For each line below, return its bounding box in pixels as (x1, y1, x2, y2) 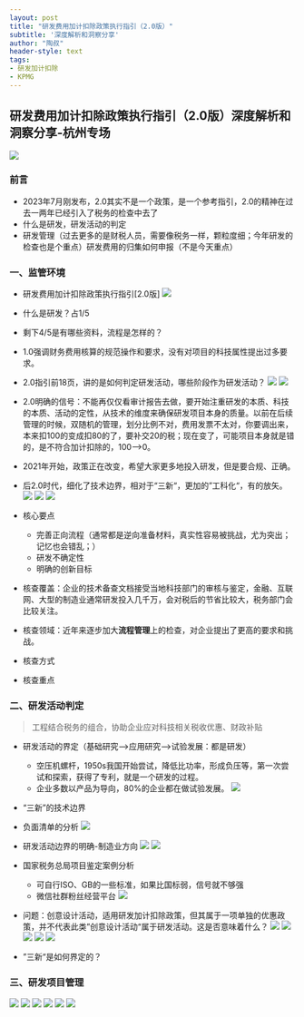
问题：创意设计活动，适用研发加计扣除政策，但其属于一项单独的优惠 (22, 910, 278, 921)
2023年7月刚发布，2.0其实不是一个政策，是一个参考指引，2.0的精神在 (22, 196, 286, 207)
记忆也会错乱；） (35, 541, 101, 552)
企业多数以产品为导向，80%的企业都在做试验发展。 (35, 783, 230, 794)
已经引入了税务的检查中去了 (54, 207, 159, 218)
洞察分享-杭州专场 (9, 125, 111, 141)
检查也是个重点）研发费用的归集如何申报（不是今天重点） (22, 241, 238, 252)
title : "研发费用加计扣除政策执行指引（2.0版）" (9, 22, 174, 31)
